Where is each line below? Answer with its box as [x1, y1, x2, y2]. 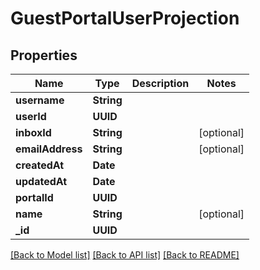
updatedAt [15, 175, 68, 188]
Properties [10, 47, 78, 64]
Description [131, 77, 190, 90]
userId [15, 110, 47, 123]
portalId [15, 191, 54, 204]
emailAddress [15, 142, 83, 156]
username [15, 93, 65, 107]
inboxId [15, 126, 52, 139]
